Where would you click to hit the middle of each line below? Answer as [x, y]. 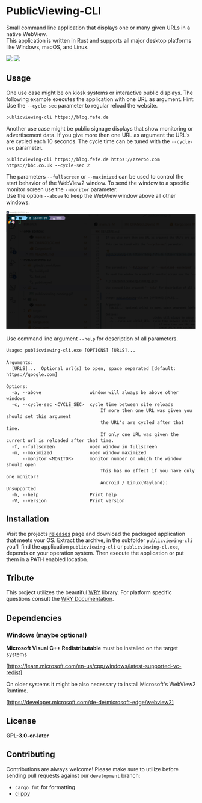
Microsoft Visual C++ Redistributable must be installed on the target [92, 648]
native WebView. [27, 34]
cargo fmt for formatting [45, 787]
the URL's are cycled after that [142, 422]
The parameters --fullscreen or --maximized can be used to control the [95, 176]
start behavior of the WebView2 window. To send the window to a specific [98, 183]
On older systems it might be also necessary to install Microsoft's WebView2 [101, 685]
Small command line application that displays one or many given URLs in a [98, 28]
